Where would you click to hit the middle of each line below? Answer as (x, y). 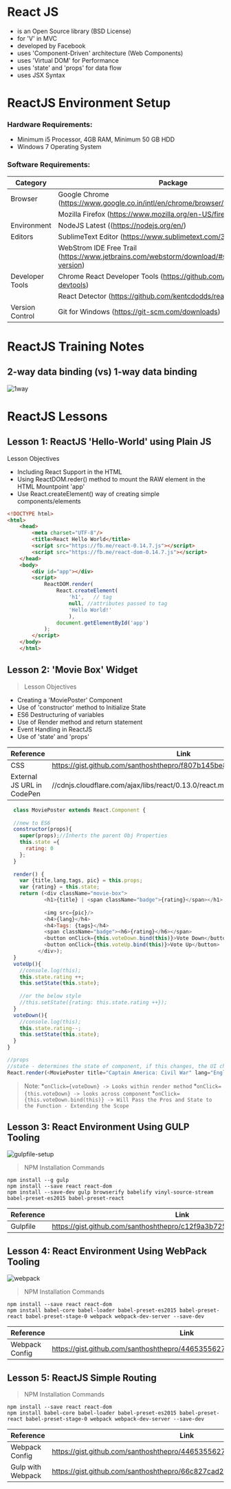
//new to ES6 (32, 823)
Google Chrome (84, 194)
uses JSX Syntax (41, 75)
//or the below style (50, 996)
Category (31, 182)
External (24, 776)
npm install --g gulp (38, 1181)
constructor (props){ (43, 829)
